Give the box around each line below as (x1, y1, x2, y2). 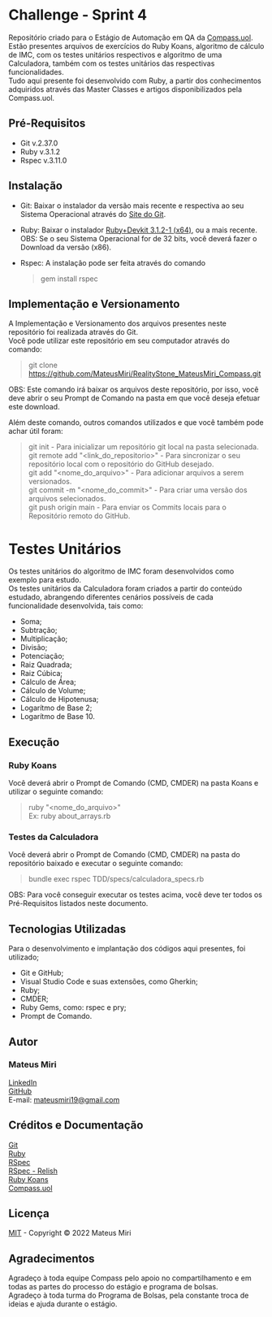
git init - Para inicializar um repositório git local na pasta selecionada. (28, 442, 259, 452)
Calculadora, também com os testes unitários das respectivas (8, 58, 215, 68)
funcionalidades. (8, 67, 65, 76)
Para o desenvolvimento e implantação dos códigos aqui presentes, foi (8, 944, 246, 954)
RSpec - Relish (8, 1166, 58, 1176)
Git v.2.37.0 (19, 138, 58, 148)
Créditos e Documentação (8, 1119, 144, 1133)
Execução (8, 735, 60, 749)
